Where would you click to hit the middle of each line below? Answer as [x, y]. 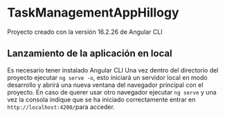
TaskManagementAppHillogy [93, 13]
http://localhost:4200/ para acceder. [61, 107]
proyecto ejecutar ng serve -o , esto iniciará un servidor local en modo [107, 77]
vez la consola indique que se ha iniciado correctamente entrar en [101, 99]
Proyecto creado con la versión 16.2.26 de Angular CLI [85, 32]
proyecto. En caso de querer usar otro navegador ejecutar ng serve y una [112, 92]
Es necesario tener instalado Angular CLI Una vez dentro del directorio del [113, 70]
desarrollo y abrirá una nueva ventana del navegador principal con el [105, 85]
